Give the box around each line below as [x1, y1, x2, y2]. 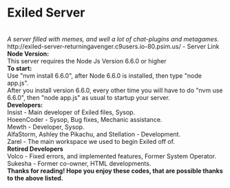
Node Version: [7, 50, 50, 58]
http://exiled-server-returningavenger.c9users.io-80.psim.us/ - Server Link [7, 42, 220, 50]
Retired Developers [7, 145, 63, 153]
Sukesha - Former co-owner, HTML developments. [7, 159, 151, 167]
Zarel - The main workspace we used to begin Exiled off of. [7, 137, 176, 145]
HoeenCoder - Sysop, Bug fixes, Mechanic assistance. [7, 115, 163, 123]
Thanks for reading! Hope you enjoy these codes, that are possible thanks [7, 167, 224, 175]
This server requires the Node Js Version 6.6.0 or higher [7, 56, 167, 65]
